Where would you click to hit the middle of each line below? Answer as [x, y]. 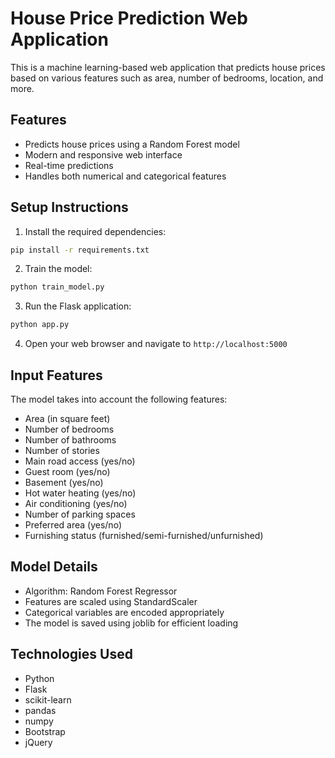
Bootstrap [45, 731]
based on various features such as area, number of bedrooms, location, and [167, 78]
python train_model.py [57, 287]
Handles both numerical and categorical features [125, 176]
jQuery [38, 742]
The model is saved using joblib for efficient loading [131, 623]
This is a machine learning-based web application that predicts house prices [168, 67]
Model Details [54, 567]
